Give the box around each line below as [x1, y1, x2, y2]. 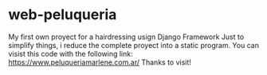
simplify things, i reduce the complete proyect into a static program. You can [8, 40, 259, 49]
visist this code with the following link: [8, 49, 133, 58]
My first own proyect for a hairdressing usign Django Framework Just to [8, 32, 245, 41]
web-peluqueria [8, 6, 117, 24]
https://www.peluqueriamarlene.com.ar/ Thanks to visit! [8, 57, 191, 67]
